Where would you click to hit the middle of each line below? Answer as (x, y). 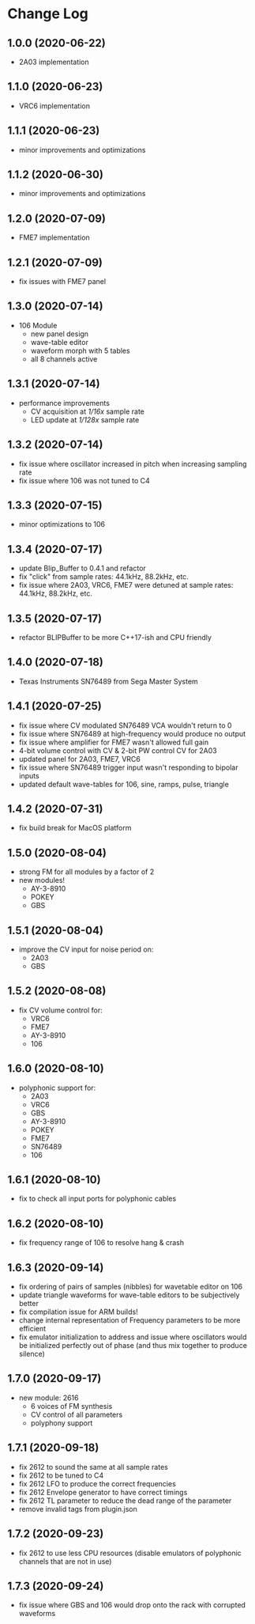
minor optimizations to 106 (62, 524)
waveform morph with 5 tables (81, 350)
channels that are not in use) (65, 1561)
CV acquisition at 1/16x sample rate (88, 411)
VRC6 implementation (54, 106)
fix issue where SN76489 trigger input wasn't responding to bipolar (128, 767)
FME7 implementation (54, 237)
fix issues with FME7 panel (62, 282)
